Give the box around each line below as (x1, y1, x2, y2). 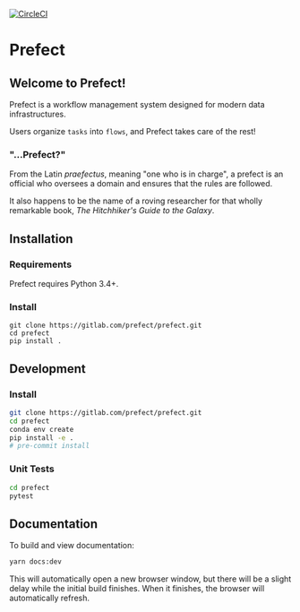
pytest (9, 491, 34, 501)
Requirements (9, 258, 73, 271)
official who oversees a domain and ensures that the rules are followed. (9, 178, 273, 189)
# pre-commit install (9, 442, 90, 451)
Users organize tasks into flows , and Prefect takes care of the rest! (9, 126, 257, 136)
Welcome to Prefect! (9, 75, 126, 91)
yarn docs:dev (9, 557, 63, 566)
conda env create (9, 425, 74, 434)
